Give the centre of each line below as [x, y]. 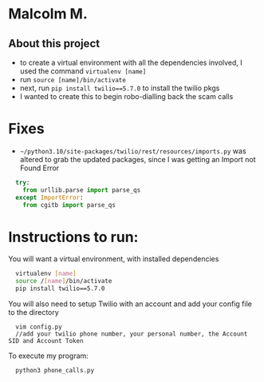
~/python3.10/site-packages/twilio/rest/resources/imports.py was [133, 151]
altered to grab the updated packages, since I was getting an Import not [138, 159]
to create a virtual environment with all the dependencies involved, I [131, 62]
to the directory [34, 312]
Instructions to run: [73, 237]
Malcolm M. [48, 14]
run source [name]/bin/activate [73, 80]
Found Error [39, 168]
